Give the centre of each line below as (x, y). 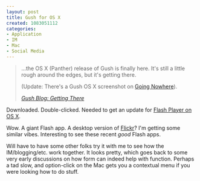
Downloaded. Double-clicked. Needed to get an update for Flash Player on (99, 110)
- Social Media (25, 51)
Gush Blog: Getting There (53, 98)
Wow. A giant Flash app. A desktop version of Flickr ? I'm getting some (93, 128)
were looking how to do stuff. (43, 171)
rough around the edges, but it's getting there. (79, 75)
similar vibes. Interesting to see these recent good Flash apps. (84, 134)
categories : (21, 29)
